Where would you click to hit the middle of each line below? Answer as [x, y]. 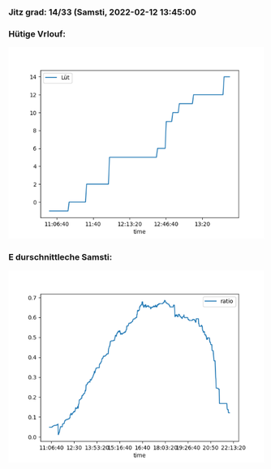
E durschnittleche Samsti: [60, 257]
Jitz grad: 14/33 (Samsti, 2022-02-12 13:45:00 [103, 12]
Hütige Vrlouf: [37, 33]
